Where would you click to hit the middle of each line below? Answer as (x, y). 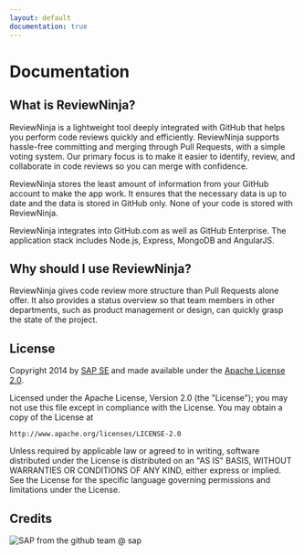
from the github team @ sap (89, 540)
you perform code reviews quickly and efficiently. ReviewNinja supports (145, 137)
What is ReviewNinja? (73, 105)
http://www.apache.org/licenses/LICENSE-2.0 (95, 435)
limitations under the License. (65, 490)
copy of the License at (52, 417)
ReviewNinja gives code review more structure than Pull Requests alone (144, 291)
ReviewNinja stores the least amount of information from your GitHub (139, 183)
